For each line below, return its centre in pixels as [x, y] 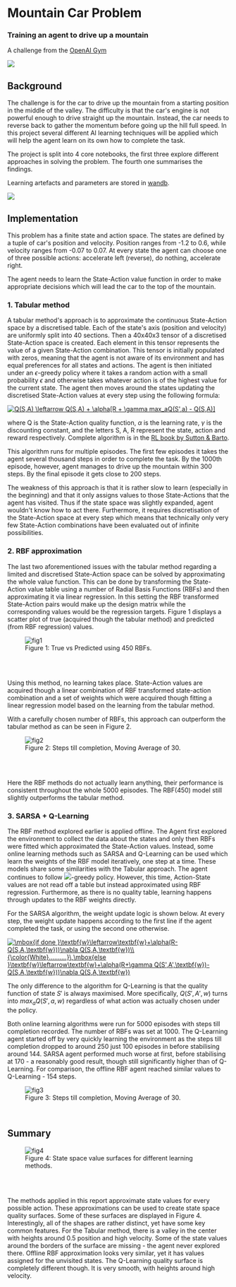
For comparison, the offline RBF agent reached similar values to [129, 1069]
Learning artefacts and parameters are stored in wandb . [88, 183]
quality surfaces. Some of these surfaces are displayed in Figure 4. [105, 1215]
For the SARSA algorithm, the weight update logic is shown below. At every [116, 913]
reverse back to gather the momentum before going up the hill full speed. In [117, 126]
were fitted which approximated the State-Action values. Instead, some [110, 846]
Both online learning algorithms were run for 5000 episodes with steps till [114, 1023]
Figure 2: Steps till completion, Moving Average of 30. [103, 748]
